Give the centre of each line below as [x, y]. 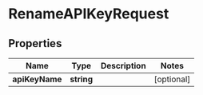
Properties [35, 44]
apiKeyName [37, 79]
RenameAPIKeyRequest [89, 14]
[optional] [172, 79]
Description [123, 66]
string [82, 79]
